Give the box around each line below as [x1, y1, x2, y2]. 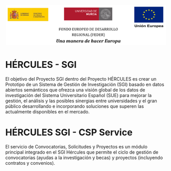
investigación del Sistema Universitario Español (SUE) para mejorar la [5, 92, 152, 98]
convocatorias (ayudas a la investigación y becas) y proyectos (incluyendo [5, 154, 163, 161]
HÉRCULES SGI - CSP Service [5, 127, 133, 138]
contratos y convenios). [5, 160, 55, 166]
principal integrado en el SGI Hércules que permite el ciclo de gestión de [5, 149, 159, 155]
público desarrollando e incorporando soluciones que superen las [5, 103, 144, 109]
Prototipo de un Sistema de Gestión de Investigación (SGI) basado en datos [5, 81, 165, 87]
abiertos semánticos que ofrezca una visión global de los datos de [5, 87, 145, 93]
